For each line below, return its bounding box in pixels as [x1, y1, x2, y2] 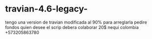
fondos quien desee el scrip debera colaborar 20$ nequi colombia [5, 24, 139, 30]
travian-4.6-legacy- [5, 3, 88, 14]
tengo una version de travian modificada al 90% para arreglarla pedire [5, 19, 147, 25]
